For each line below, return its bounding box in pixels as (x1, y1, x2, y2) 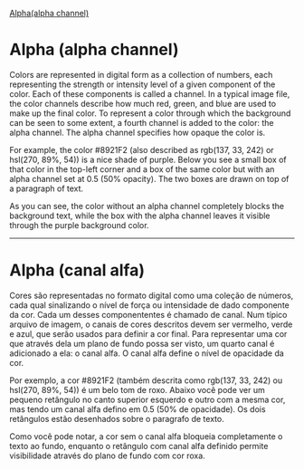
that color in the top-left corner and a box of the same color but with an (9, 163, 275, 175)
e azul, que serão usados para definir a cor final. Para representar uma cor (9, 328, 288, 339)
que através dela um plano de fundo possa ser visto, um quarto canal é (9, 338, 275, 349)
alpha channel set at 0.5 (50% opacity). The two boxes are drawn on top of (9, 173, 290, 184)
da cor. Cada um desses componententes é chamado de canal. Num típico (9, 309, 288, 320)
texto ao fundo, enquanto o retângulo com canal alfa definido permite (9, 440, 269, 451)
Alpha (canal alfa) (9, 260, 146, 281)
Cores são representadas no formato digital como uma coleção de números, (9, 290, 294, 301)
